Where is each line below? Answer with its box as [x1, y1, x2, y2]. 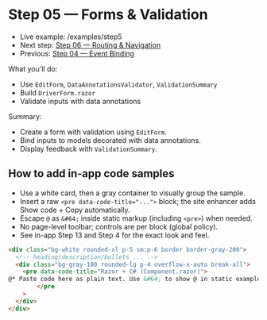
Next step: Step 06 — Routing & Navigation [19, 40, 161, 49]
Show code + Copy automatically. [19, 205, 130, 214]
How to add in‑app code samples [8, 167, 175, 180]
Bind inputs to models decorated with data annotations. [19, 135, 201, 145]
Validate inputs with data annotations [19, 96, 141, 106]
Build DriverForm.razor [19, 87, 96, 97]
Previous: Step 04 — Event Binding [19, 48, 135, 58]
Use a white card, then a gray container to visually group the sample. [19, 188, 246, 198]
